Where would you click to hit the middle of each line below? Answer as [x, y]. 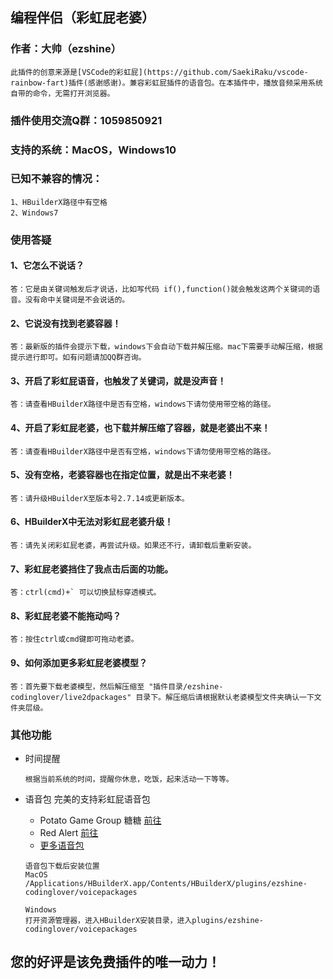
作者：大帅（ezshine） [66, 49]
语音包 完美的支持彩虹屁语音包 [87, 799]
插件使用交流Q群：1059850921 [86, 120]
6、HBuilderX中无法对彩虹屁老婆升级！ [92, 522]
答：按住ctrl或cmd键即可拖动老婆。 [74, 639]
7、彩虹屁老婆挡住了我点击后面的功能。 [92, 569]
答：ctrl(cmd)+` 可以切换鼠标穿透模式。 [86, 593]
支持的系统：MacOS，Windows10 [93, 150]
